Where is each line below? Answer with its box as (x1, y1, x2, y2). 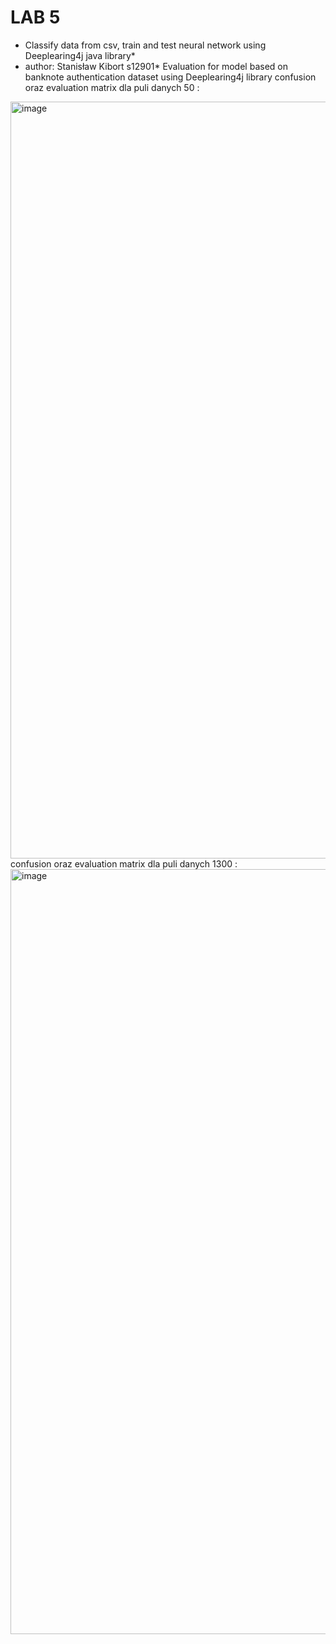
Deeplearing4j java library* (24, 49, 136, 61)
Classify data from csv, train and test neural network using (24, 39, 267, 51)
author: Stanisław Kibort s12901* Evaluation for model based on (24, 60, 288, 72)
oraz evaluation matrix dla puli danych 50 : (24, 81, 200, 93)
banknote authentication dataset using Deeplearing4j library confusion (24, 71, 317, 83)
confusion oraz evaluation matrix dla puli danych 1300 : (10, 857, 238, 870)
